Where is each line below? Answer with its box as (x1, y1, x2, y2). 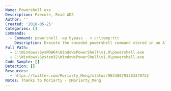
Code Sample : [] (5, 59, 40, 64)
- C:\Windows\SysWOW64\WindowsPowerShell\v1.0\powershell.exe (10, 50, 145, 55)
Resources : (5, 69, 28, 74)
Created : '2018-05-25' (5, 21, 53, 27)
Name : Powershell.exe (5, 7, 51, 13)
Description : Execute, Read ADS (5, 12, 74, 17)
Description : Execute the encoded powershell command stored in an (14, 40, 160, 45)
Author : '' (5, 17, 28, 22)
